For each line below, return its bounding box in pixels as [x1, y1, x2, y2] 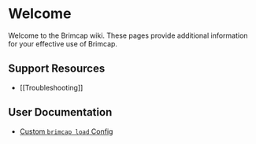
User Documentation [8, 105, 113, 119]
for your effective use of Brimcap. [8, 39, 118, 48]
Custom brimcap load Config [19, 127, 113, 136]
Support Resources [8, 62, 106, 76]
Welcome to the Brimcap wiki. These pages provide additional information [8, 31, 248, 40]
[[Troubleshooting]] [19, 83, 83, 92]
